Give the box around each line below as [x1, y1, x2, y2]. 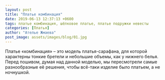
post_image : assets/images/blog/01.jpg [5, 35, 87, 40]
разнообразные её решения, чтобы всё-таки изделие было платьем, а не [5, 64, 160, 70]
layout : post [5, 7, 32, 12]
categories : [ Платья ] [5, 26, 50, 31]
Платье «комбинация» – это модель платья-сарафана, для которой [5, 48, 147, 54]
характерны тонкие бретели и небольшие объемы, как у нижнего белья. [5, 53, 159, 59]
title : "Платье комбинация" [5, 12, 63, 17]
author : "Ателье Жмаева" [5, 30, 56, 35]
